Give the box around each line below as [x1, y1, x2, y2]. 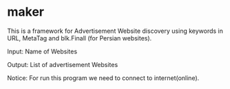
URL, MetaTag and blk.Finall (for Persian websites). [7, 34, 152, 42]
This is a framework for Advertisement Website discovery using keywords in [7, 27, 224, 35]
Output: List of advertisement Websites [7, 60, 118, 68]
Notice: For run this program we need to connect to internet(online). [7, 73, 200, 82]
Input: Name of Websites [7, 47, 78, 55]
